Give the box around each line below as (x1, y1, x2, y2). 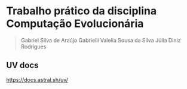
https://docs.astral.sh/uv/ (6, 76, 69, 83)
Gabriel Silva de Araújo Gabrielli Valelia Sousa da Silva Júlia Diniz (20, 36, 181, 44)
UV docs (6, 60, 39, 70)
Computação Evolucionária (6, 17, 144, 30)
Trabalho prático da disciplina (6, 4, 157, 18)
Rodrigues (20, 43, 47, 50)
